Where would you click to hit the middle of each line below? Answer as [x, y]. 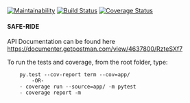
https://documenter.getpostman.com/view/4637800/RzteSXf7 [95, 49]
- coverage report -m [50, 93]
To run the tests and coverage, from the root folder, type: [87, 62]
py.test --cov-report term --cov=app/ [75, 75]
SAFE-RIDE [23, 26]
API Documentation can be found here [61, 42]
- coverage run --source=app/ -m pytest [78, 87]
